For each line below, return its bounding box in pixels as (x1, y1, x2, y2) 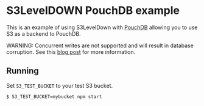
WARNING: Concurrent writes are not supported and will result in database (6, 42, 194, 49)
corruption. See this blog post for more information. (6, 48, 136, 55)
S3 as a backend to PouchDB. (6, 30, 81, 37)
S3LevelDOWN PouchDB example (6, 4, 180, 18)
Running (6, 66, 40, 76)
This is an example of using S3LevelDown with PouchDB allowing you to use (6, 24, 198, 31)
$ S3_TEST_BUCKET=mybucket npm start (6, 93, 102, 100)
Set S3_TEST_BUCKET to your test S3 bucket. (6, 82, 113, 89)
